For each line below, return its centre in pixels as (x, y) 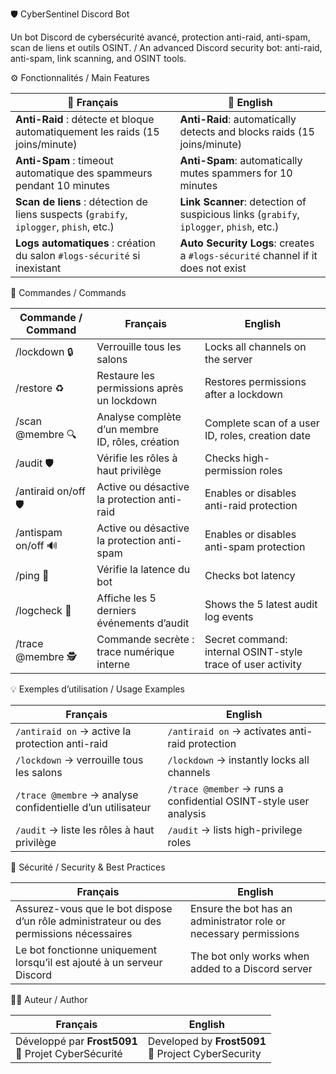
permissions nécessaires (74, 933)
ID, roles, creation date (257, 435)
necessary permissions (244, 933)
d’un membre (128, 429)
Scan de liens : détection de (81, 201)
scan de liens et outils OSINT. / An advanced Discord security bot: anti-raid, (166, 47)
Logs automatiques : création (86, 243)
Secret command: (246, 639)
